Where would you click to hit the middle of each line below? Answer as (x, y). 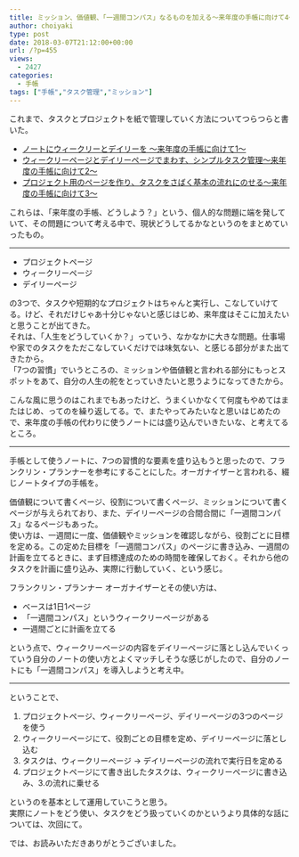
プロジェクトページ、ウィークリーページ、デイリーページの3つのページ (153, 716)
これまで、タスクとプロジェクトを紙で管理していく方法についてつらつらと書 (149, 118)
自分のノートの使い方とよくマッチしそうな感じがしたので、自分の (153, 658)
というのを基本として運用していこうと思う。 (91, 802)
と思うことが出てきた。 (52, 325)
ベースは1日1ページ (57, 606)
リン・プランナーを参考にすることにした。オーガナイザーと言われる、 (153, 471)
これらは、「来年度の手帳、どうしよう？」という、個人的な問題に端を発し (144, 212)
